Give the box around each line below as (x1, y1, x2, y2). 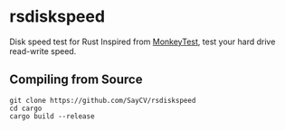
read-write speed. (9, 45, 77, 56)
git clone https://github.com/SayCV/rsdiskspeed (9, 96, 196, 105)
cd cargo (9, 104, 43, 113)
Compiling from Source (9, 72, 143, 88)
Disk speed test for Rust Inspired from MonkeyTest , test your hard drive (9, 36, 276, 47)
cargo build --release (9, 111, 95, 121)
